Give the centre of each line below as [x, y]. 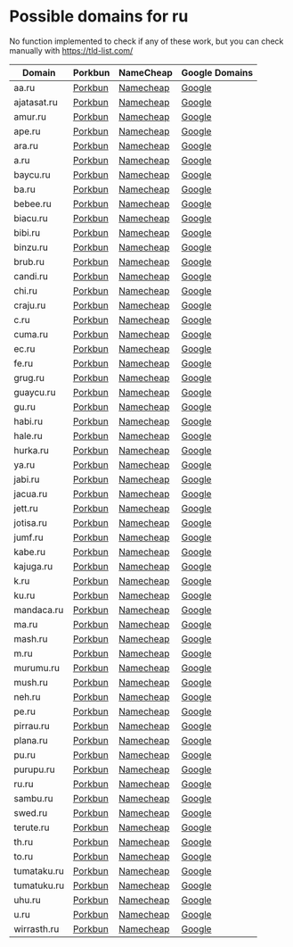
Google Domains [217, 72]
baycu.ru [32, 174]
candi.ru [31, 276]
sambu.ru [33, 798]
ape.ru [27, 131]
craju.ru [30, 305]
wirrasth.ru [37, 928]
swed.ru [31, 812]
